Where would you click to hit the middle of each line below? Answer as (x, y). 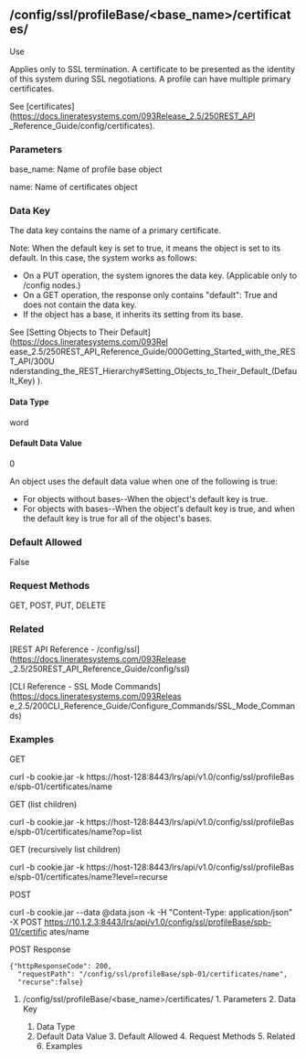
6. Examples (59, 1046)
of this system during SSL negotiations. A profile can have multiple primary (150, 79)
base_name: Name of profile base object (86, 169)
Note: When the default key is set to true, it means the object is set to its (145, 248)
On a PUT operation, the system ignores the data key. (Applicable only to (160, 276)
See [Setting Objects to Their (64, 332)
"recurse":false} (51, 982)
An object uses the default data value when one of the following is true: (144, 481)
